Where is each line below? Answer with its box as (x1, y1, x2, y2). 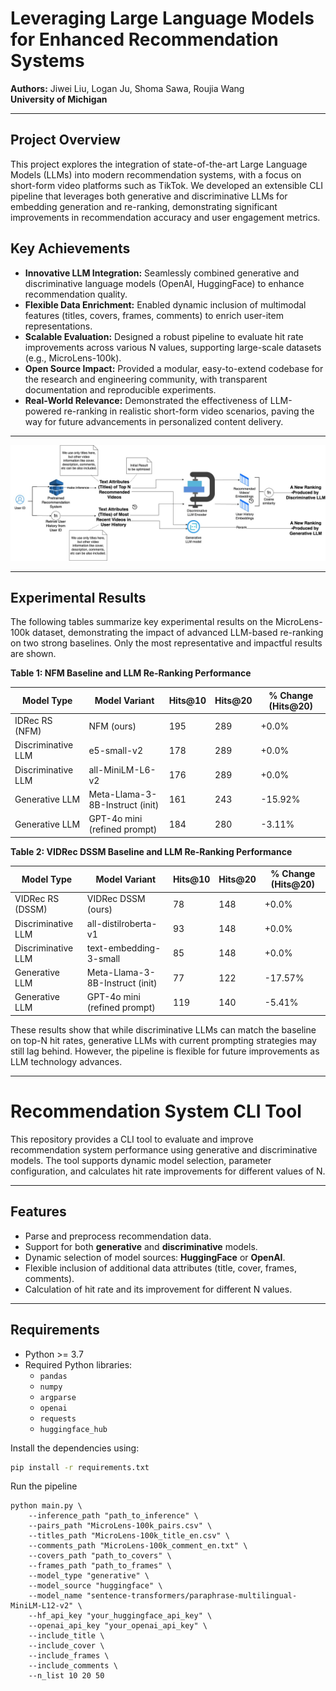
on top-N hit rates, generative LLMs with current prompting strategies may (10, 1034, 317, 1046)
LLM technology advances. (10, 1055, 123, 1067)
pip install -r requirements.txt (10, 1462, 150, 1472)
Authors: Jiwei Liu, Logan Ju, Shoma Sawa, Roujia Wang (10, 82, 245, 94)
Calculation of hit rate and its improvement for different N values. (24, 1283, 293, 1295)
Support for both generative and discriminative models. (24, 1240, 258, 1252)
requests (39, 1413, 77, 1424)
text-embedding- (86, 942, 162, 954)
